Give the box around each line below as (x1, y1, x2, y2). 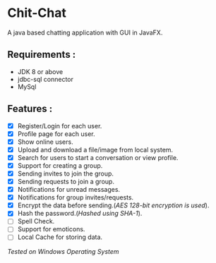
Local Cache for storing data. (17, 233, 103, 241)
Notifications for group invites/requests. (17, 193, 134, 202)
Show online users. (17, 137, 73, 146)
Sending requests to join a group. (17, 178, 115, 185)
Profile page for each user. (17, 129, 95, 138)
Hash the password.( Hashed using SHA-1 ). (17, 209, 143, 218)
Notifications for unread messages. (17, 185, 121, 194)
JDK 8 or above (17, 67, 64, 75)
